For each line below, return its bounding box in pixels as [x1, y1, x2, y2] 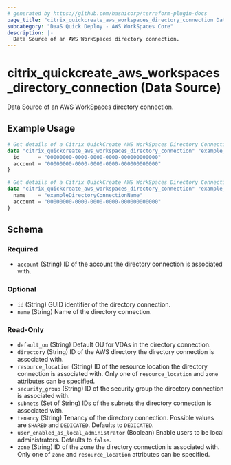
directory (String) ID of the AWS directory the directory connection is [16, 347, 214, 355]
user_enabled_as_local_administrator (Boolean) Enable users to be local [16, 428, 224, 436]
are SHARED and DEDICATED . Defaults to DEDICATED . [16, 421, 154, 429]
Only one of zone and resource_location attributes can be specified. [16, 450, 210, 458]
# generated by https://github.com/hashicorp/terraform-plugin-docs [7, 10, 208, 17]
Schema [7, 224, 43, 236]
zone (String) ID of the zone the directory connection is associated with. [16, 442, 220, 451]
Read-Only [7, 324, 45, 334]
